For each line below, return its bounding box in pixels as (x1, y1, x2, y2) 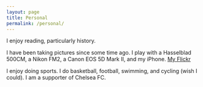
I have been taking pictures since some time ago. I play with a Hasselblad (6, 49, 192, 56)
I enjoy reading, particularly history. (6, 37, 96, 45)
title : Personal (6, 15, 48, 21)
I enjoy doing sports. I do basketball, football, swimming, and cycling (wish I (6, 67, 197, 75)
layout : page (6, 9, 40, 15)
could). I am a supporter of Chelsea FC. (6, 74, 106, 81)
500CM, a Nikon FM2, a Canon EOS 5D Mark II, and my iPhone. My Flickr (6, 56, 191, 63)
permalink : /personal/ (6, 20, 64, 26)
